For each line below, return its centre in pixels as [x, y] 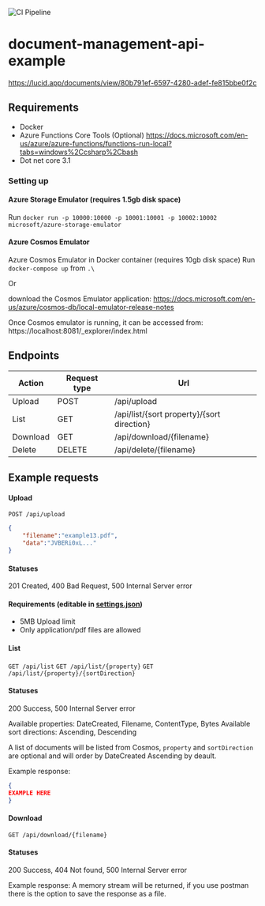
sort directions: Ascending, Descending [73, 732]
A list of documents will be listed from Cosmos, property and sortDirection [131, 747]
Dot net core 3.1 [45, 160]
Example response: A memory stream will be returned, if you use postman [129, 885]
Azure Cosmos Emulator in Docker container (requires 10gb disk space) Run [132, 260]
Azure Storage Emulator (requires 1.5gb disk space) [95, 200]
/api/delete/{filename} [155, 449]
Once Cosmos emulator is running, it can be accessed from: [106, 323]
